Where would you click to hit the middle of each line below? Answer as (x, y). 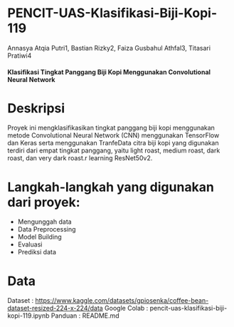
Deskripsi (36, 108)
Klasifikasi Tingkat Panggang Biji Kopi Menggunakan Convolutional (109, 72)
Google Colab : (126, 308)
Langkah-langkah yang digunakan (111, 187)
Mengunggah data (45, 222)
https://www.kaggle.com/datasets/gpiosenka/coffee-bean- (122, 301)
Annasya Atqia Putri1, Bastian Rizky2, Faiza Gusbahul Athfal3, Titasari (109, 48)
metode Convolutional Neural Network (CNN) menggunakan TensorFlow (113, 135)
